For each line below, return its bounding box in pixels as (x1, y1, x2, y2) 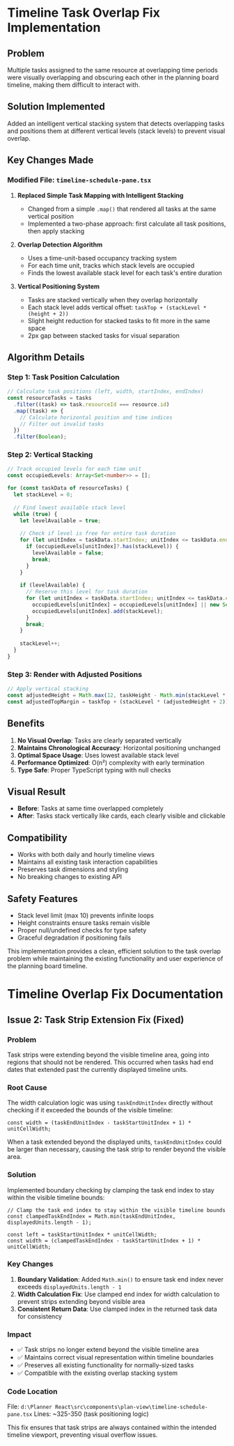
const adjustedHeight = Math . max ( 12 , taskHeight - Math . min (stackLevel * (7, 692, 226, 699)
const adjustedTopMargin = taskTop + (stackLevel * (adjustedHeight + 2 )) (7, 698, 229, 705)
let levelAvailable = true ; (19, 517, 101, 524)
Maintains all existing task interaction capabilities (17, 858, 158, 866)
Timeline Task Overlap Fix (7, 5, 160, 21)
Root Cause (7, 1082, 47, 1092)
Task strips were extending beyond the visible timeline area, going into (7, 1050, 210, 1059)
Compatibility (7, 832, 68, 843)
